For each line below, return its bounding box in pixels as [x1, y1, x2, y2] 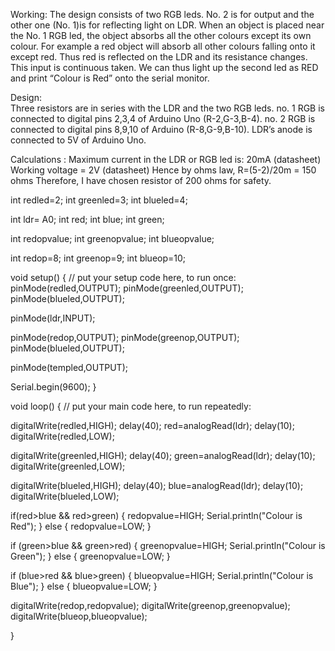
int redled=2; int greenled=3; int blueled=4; [10, 194, 188, 206]
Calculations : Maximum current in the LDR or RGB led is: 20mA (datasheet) [10, 154, 322, 165]
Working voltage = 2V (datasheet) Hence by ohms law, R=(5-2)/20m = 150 [10, 164, 317, 176]
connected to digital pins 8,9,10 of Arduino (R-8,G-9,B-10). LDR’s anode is [10, 124, 313, 135]
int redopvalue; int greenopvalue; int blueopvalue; [10, 233, 215, 244]
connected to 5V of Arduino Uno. [10, 134, 147, 146]
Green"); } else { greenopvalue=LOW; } [10, 550, 171, 562]
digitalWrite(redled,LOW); [10, 430, 115, 442]
